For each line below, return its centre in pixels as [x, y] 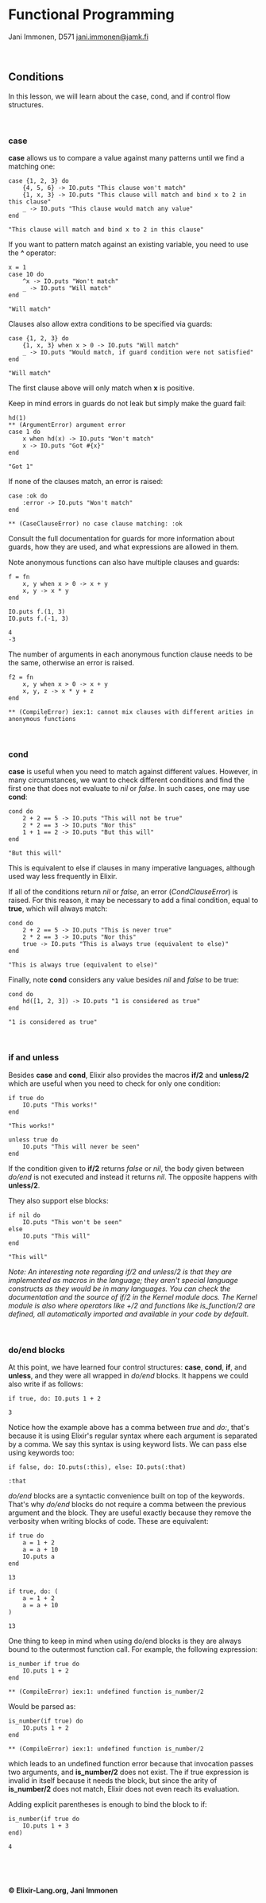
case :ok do [28, 496]
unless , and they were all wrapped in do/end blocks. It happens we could [128, 1375]
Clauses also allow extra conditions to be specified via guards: [110, 324]
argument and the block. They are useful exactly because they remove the [130, 1513]
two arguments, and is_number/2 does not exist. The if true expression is [129, 1772]
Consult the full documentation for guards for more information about [121, 539]
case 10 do [26, 275]
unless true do [33, 1139]
